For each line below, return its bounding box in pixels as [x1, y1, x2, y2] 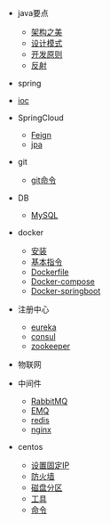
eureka [30, 322, 57, 332]
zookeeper [30, 341, 71, 351]
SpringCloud [17, 112, 64, 123]
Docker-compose [30, 276, 95, 287]
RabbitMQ [30, 396, 68, 406]
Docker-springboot [30, 286, 101, 296]
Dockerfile [30, 266, 69, 277]
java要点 [17, 8, 49, 18]
